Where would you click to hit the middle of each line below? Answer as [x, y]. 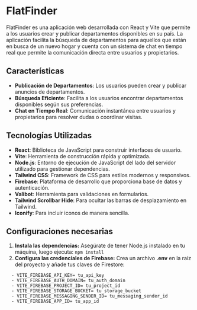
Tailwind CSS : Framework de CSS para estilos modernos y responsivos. [103, 175]
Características [35, 71]
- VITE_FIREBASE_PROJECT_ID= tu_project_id [66, 286]
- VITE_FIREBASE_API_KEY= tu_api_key [58, 276]
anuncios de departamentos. [50, 92]
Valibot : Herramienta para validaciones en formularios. [82, 194]
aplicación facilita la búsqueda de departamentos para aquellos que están [96, 40]
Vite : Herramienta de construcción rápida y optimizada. [83, 156]
